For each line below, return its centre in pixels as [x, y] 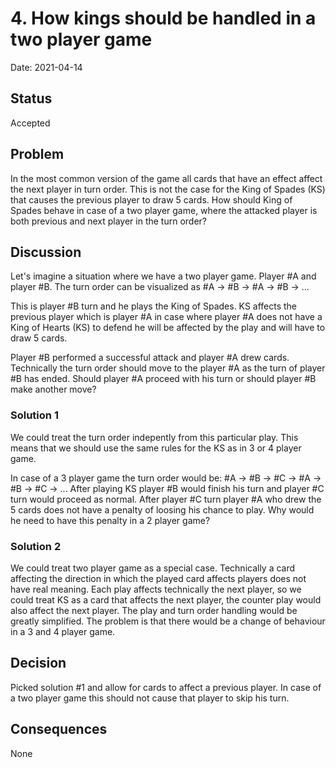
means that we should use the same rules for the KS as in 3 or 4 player [156, 448]
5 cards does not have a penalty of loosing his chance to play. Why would [162, 509]
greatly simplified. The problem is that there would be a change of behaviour [168, 621]
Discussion [46, 252]
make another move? [53, 389]
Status [31, 98]
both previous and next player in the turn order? [109, 221]
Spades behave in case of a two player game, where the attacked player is [164, 210]
